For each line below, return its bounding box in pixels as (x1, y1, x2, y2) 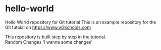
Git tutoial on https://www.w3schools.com (5, 24, 91, 30)
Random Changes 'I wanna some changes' (5, 39, 93, 45)
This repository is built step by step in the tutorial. (5, 34, 107, 40)
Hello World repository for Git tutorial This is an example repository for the (5, 19, 157, 25)
